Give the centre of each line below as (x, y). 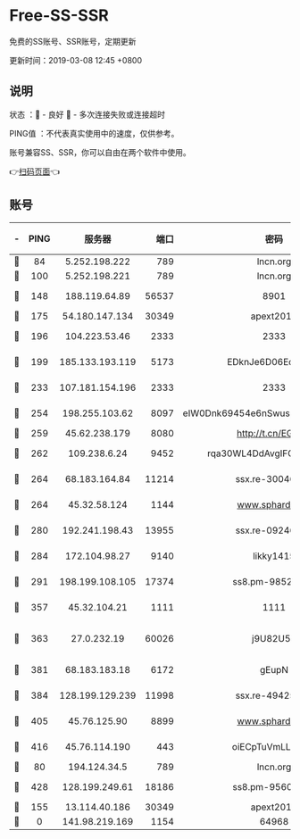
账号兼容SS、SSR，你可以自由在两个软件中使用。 (100, 152)
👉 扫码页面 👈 (35, 171)
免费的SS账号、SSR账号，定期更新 (73, 41)
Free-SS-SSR (59, 16)
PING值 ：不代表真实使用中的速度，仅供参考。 (94, 133)
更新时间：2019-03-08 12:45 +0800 (76, 60)
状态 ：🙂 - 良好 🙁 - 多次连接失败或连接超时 (87, 114)
